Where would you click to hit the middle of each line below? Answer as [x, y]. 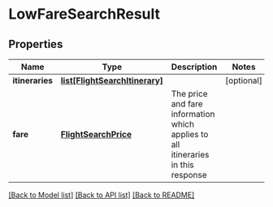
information [193, 114]
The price [190, 94]
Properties [36, 44]
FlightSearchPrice [96, 134]
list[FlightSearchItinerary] [112, 80]
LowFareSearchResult [84, 14]
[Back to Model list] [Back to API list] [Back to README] [102, 195]
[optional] [243, 80]
